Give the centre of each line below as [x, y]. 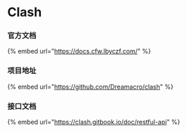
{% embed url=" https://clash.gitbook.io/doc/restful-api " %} [94, 122]
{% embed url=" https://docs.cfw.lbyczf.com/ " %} [79, 51]
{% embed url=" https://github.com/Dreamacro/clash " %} [91, 87]
